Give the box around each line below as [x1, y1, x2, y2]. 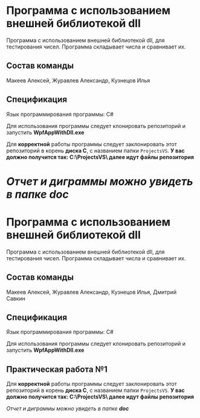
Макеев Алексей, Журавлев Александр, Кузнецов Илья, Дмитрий [6, 288, 177, 295]
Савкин [6, 295, 26, 302]
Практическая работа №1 [6, 364, 108, 374]
